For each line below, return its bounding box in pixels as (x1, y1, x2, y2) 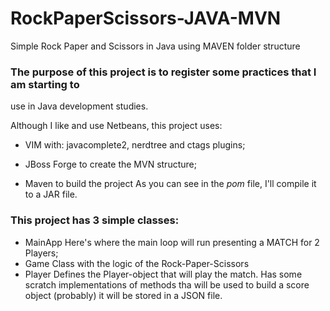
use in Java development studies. (10, 100, 149, 112)
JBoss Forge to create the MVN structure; (24, 158, 197, 171)
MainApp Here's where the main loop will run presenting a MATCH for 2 (24, 236, 320, 248)
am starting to (10, 77, 80, 91)
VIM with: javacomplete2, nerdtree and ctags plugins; (24, 139, 246, 151)
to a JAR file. (24, 188, 78, 201)
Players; (24, 247, 59, 259)
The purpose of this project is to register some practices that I (10, 65, 317, 79)
